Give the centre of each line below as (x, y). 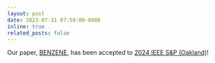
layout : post (26, 13)
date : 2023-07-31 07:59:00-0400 (54, 20)
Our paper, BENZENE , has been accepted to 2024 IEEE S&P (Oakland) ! (108, 53)
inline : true (26, 26)
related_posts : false (38, 33)
